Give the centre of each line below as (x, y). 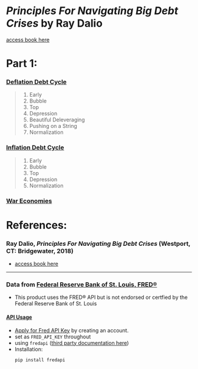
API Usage (19, 317)
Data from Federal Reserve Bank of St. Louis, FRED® (82, 285)
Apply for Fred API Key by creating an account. (72, 330)
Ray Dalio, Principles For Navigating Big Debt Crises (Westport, (98, 243)
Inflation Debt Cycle (35, 147)
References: (37, 225)
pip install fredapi (40, 360)
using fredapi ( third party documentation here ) (72, 342)
